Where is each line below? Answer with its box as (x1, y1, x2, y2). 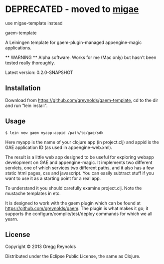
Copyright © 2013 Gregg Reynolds (5, 243, 76, 249)
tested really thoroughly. (5, 59, 55, 65)
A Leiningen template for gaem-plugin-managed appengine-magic (5, 39, 142, 45)
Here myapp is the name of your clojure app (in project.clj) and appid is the (5, 139, 160, 145)
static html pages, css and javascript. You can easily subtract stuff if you (5, 170, 155, 176)
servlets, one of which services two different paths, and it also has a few (5, 164, 155, 170)
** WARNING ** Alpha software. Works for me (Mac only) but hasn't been (5, 54, 157, 60)
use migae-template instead (5, 20, 63, 26)
